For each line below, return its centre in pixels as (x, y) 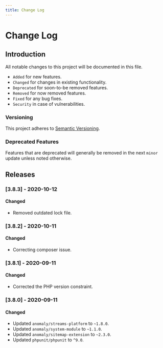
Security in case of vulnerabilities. (49, 104)
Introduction (26, 54)
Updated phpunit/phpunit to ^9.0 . (48, 340)
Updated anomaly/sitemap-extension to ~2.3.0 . (62, 335)
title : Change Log (25, 10)
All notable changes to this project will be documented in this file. (74, 67)
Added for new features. (37, 76)
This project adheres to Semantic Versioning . (53, 128)
